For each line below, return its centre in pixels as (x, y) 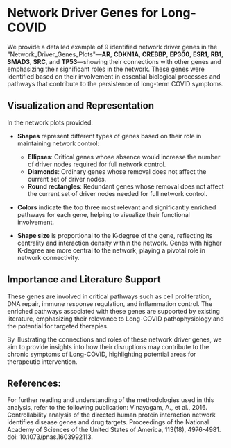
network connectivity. (48, 257)
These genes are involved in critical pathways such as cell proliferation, (109, 296)
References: (34, 383)
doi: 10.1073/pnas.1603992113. (50, 437)
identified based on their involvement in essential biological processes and (114, 76)
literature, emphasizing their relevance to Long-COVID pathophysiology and (115, 319)
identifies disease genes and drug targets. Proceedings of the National (108, 422)
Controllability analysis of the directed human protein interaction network (112, 415)
